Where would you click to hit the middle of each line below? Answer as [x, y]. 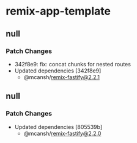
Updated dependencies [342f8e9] [58, 71]
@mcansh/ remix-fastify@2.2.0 [62, 133]
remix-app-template [58, 11]
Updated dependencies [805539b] [58, 127]
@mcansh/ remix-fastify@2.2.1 [62, 77]
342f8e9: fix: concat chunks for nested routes [72, 64]
